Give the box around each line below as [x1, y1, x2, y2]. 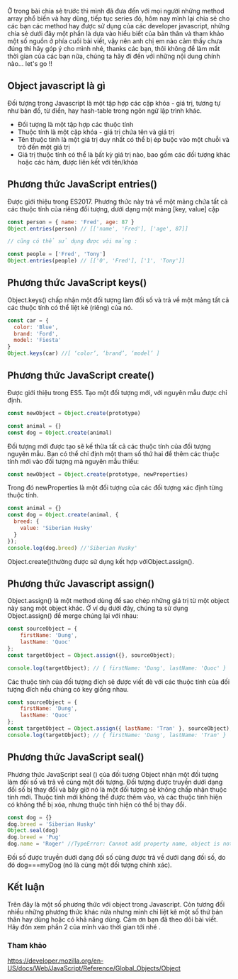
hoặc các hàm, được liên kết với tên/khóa [17, 157, 138, 166]
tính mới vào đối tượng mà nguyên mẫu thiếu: [7, 457, 140, 465]
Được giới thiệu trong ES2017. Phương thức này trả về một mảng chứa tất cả [7, 197, 228, 206]
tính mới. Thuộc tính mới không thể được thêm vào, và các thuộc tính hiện [7, 792, 222, 801]
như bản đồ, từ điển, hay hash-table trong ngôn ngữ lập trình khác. [7, 106, 202, 115]
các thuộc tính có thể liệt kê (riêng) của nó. [7, 303, 133, 311]
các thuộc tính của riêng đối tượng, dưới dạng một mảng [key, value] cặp [7, 204, 220, 213]
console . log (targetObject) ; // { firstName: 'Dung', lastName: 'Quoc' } [7, 664, 227, 672]
